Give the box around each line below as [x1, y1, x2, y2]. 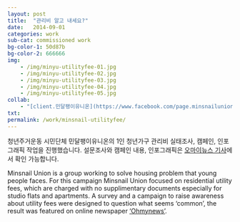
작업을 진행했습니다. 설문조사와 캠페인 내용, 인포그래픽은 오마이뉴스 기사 [26, 145, 227, 154]
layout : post [7, 10, 46, 18]
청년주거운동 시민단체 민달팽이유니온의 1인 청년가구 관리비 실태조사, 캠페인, [7, 137, 216, 145]
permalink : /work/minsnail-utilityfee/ [7, 116, 126, 123]
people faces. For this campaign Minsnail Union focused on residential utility [7, 176, 232, 185]
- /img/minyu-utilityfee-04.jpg [20, 83, 116, 90]
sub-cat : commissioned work [7, 37, 91, 44]
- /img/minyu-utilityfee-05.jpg [20, 90, 116, 97]
